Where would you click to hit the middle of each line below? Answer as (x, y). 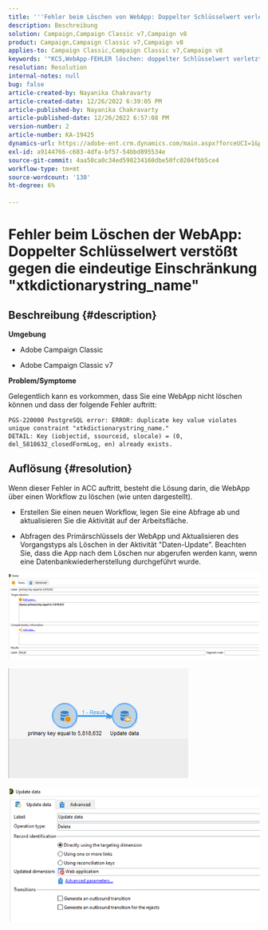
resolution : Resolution (48, 68)
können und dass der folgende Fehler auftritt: (83, 405)
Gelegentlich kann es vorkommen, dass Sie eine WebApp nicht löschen (125, 396)
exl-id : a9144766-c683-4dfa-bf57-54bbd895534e (87, 152)
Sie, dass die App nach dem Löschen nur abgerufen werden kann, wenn (138, 553)
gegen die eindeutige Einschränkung (133, 269)
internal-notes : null (44, 76)
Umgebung (27, 334)
